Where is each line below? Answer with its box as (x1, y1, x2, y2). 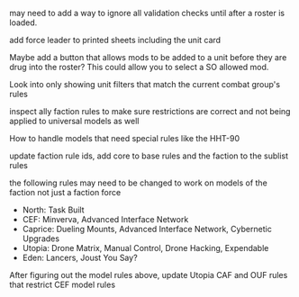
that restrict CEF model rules (9, 279, 115, 290)
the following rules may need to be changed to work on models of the (9, 177, 267, 188)
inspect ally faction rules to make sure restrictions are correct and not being (9, 106, 291, 116)
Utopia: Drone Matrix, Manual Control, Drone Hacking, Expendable (22, 243, 269, 253)
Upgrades (22, 233, 60, 244)
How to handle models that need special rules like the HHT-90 (9, 133, 240, 143)
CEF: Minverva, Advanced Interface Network (22, 214, 189, 224)
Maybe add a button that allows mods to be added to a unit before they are (9, 52, 287, 62)
